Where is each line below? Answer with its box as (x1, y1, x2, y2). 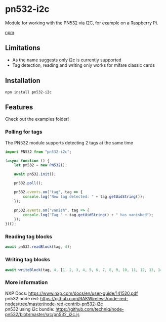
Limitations (5, 44, 41, 52)
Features (5, 103, 33, 111)
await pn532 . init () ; (14, 172, 56, 177)
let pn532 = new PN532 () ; (14, 163, 68, 168)
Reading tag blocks (5, 233, 52, 240)
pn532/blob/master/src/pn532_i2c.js (5, 311, 80, 317)
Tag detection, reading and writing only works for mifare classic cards (12, 62, 155, 68)
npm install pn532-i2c (5, 90, 52, 94)
